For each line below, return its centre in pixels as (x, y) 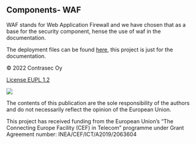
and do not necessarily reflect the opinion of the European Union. (89, 109)
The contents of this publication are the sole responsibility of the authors (98, 103)
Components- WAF (44, 10)
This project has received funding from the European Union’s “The (90, 121)
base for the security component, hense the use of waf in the (84, 31)
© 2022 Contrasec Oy (34, 68)
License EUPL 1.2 (28, 79)
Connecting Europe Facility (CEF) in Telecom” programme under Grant (95, 128)
